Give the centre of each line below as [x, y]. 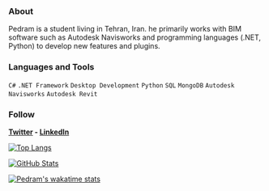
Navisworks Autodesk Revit [53, 94]
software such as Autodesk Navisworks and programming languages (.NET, [135, 37]
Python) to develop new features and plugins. [84, 46]
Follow [21, 114]
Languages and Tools [51, 67]
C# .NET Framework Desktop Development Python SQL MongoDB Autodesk [122, 85]
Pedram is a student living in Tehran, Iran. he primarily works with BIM [125, 29]
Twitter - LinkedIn [39, 132]
